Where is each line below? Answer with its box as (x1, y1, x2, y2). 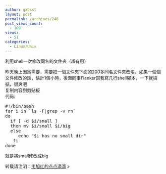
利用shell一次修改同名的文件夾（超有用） (5, 58, 89, 64)
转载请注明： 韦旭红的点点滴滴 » (5, 163, 70, 169)
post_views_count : (5, 21, 43, 26)
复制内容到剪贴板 (5, 87, 40, 93)
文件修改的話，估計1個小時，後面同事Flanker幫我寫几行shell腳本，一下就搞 (5, 75, 158, 81)
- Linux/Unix (9, 44, 37, 49)
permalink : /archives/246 (5, 16, 58, 21)
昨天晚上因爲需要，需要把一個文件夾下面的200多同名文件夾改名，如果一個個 (5, 69, 161, 75)
